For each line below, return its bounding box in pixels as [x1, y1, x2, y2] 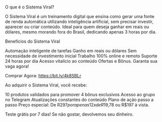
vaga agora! [5, 63, 29, 69]
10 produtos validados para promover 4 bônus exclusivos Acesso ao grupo [5, 92, 155, 97]
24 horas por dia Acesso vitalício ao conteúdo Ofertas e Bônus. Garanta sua [5, 58, 158, 64]
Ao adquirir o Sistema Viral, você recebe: [5, 82, 88, 88]
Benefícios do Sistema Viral [5, 38, 60, 44]
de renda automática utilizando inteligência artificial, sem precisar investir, [5, 19, 154, 24]
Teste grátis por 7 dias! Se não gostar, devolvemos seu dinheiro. [5, 111, 134, 117]
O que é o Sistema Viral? [5, 4, 54, 10]
